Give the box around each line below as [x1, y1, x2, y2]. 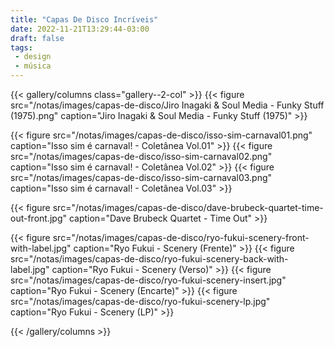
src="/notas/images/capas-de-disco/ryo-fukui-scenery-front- [52, 232, 310, 243]
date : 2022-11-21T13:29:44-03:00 [10, 24, 150, 34]
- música [14, 61, 52, 71]
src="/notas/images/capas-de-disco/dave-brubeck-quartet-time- [52, 202, 324, 213]
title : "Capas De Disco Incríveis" [10, 14, 159, 25]
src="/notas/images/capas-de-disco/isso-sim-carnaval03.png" [10, 172, 273, 183]
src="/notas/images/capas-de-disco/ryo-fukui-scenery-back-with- [10, 253, 289, 265]
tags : [10, 42, 33, 53]
